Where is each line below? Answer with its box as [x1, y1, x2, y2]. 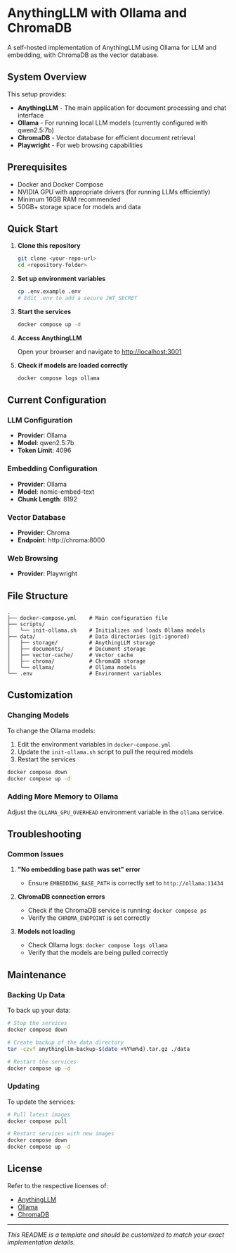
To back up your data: [7, 1006, 71, 1015]
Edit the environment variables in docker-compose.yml [17, 740, 171, 748]
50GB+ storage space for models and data [17, 202, 141, 211]
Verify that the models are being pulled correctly [27, 949, 169, 957]
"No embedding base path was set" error [17, 865, 140, 874]
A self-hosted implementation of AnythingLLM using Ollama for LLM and [7, 43, 217, 51]
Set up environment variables [17, 275, 106, 283]
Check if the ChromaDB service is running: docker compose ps [27, 906, 207, 915]
